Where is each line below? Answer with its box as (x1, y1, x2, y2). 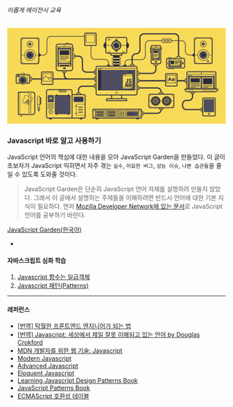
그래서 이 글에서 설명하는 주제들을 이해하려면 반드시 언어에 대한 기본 (33, 193, 217, 202)
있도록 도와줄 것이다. (21, 170, 78, 178)
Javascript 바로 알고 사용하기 (7, 135, 102, 145)
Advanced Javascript (17, 362, 78, 370)
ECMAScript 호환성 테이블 (17, 392, 89, 401)
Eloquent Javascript (17, 369, 75, 377)
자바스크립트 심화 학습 (7, 256, 67, 264)
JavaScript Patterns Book (17, 384, 90, 392)
